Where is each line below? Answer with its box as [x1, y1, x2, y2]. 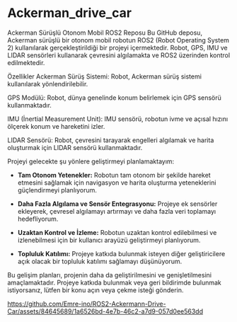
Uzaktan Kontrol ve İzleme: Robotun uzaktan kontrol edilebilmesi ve [17, 228, 217, 236]
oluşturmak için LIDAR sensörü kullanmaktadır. [7, 143, 143, 151]
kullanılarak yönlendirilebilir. [7, 79, 88, 88]
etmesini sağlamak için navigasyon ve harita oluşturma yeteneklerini [17, 178, 216, 187]
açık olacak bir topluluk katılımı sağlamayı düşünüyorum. [17, 257, 183, 265]
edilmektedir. [7, 58, 45, 67]
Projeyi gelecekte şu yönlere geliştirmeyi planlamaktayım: [7, 157, 175, 166]
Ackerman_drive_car [7, 5, 132, 21]
